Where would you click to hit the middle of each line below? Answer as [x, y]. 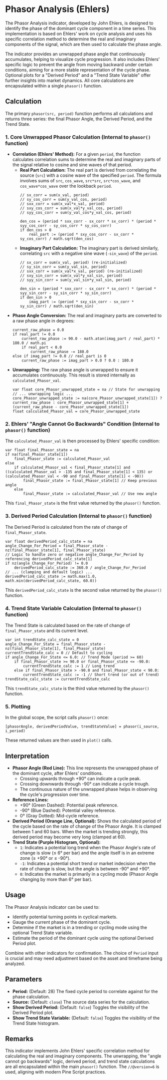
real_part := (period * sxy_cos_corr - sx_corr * [82, 235]
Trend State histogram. [36, 1023]
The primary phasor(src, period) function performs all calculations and [79, 113]
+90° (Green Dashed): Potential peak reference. [69, 805]
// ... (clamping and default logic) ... [49, 572]
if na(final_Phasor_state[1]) [37, 455]
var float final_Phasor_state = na [42, 450]
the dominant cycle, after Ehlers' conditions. [58, 773]
